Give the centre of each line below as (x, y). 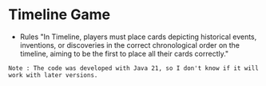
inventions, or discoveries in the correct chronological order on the (130, 45)
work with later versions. (53, 75)
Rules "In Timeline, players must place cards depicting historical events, (138, 37)
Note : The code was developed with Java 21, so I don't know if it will (134, 68)
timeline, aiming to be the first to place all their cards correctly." (124, 53)
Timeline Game (59, 15)
